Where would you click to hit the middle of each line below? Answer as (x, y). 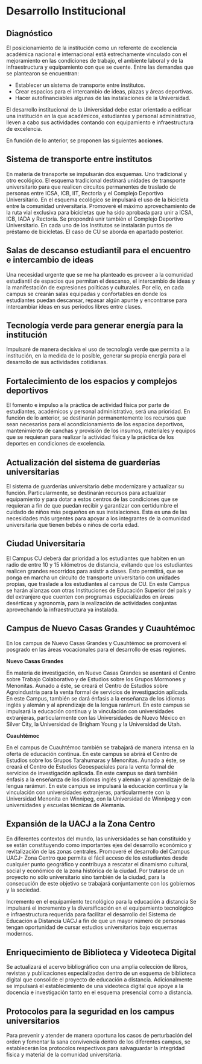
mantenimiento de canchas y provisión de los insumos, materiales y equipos (101, 431)
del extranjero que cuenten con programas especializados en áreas (90, 597)
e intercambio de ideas (50, 260)
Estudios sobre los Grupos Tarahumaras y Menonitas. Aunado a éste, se (96, 760)
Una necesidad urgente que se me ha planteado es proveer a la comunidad (100, 274)
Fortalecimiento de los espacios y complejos (92, 381)
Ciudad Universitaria (46, 544)
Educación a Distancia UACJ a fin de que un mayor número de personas (96, 921)
